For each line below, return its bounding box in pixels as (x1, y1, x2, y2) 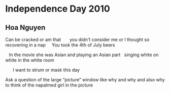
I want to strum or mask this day (12, 67, 80, 73)
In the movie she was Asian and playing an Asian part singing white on (9, 52, 159, 58)
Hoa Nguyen (5, 23, 46, 32)
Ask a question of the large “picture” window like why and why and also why (5, 77, 165, 82)
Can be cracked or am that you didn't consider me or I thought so (5, 36, 150, 42)
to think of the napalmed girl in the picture (5, 82, 93, 88)
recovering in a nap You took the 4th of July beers (5, 42, 115, 48)
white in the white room (5, 57, 54, 63)
